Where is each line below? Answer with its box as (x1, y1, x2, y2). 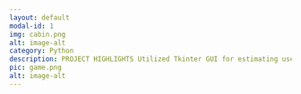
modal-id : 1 (9, 21, 54, 30)
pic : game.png (9, 64, 63, 73)
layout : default (9, 13, 70, 22)
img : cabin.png (9, 30, 66, 38)
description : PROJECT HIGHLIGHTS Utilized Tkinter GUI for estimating (9, 55, 279, 64)
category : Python (9, 47, 74, 56)
